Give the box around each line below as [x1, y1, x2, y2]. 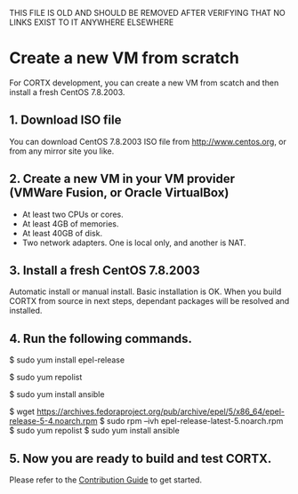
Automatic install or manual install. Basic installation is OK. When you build [9, 286, 282, 297]
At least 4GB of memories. [21, 218, 119, 229]
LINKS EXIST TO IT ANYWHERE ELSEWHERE [9, 17, 174, 28]
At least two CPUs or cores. [21, 209, 125, 219]
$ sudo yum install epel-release [9, 355, 125, 365]
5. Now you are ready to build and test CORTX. [9, 450, 272, 466]
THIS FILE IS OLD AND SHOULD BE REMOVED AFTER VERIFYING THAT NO [9, 8, 286, 18]
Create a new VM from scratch [9, 48, 240, 68]
